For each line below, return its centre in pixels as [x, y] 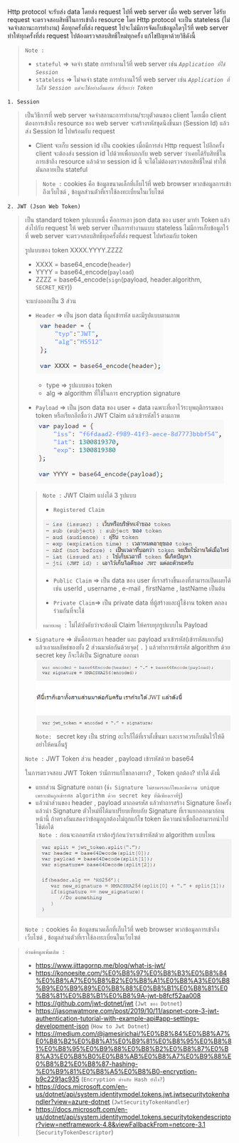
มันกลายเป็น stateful [61, 169]
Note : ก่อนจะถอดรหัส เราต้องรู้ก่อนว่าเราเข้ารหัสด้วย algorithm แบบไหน [127, 834]
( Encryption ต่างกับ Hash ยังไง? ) [123, 1079]
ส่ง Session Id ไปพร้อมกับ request [70, 131]
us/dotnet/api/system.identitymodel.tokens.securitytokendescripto [133, 1117]
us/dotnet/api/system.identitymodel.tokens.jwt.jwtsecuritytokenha [132, 1095]
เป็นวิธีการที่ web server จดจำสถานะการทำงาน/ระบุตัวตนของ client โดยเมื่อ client [125, 115]
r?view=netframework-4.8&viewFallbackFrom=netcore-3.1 [120, 1124]
